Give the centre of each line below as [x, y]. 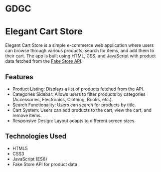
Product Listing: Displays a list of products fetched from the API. [78, 89]
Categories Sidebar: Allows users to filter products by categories [79, 94]
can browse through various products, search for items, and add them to [80, 51]
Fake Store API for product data [45, 164]
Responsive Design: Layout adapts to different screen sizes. [74, 121]
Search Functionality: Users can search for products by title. [74, 105]
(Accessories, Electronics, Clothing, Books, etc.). [63, 99]
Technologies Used [36, 136]
